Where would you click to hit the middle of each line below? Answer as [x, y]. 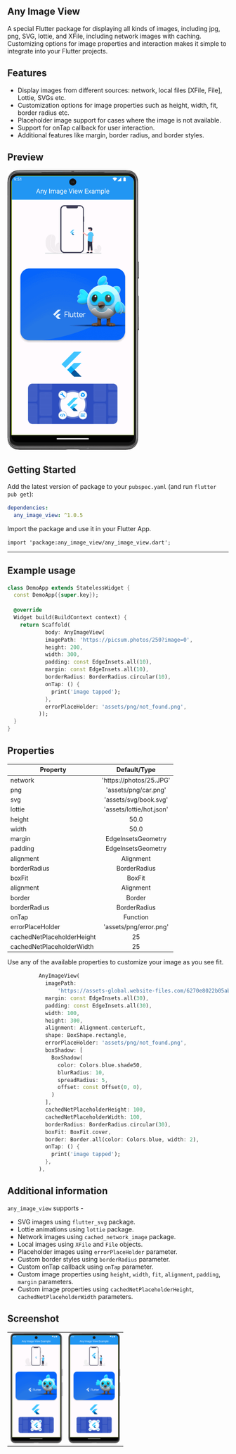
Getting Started [42, 470]
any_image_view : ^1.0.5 [48, 515]
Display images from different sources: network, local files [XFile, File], [120, 90]
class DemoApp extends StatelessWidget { [69, 588]
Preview [26, 157]
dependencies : [28, 508]
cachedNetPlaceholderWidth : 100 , [93, 1117]
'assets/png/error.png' [136, 927]
